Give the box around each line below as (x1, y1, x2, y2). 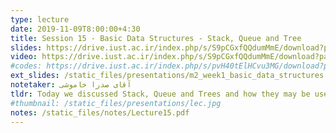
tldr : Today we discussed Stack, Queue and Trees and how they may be (10, 89, 311, 99)
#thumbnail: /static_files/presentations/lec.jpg (10, 98, 222, 108)
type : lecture (10, 14, 70, 25)
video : (10, 52, 38, 62)
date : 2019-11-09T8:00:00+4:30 (10, 24, 141, 34)
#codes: (10, 61, 43, 71)
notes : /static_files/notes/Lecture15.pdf (10, 107, 190, 118)
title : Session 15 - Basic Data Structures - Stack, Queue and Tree (10, 33, 302, 43)
